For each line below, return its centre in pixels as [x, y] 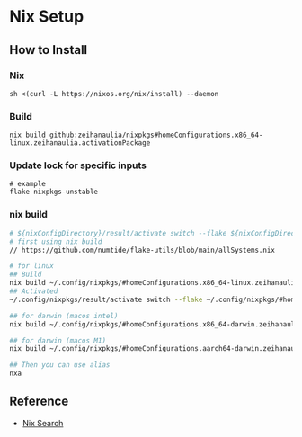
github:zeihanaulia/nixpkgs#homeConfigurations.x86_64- [156, 135]
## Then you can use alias [60, 365]
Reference [39, 401]
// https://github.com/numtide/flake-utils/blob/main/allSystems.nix [142, 250]
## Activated [34, 291]
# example [28, 184]
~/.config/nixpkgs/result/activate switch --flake [106, 299]
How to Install [49, 50]
